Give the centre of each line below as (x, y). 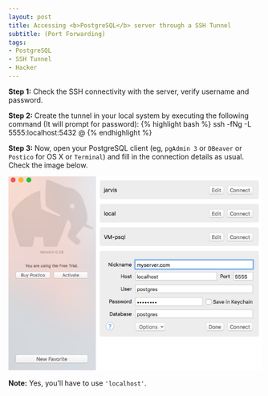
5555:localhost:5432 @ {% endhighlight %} (80, 132)
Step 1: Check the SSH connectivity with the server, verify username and (129, 91)
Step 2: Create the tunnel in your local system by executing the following (128, 115)
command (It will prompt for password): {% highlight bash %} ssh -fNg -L (130, 123)
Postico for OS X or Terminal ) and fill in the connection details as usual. (126, 156)
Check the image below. (48, 165)
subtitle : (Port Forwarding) (57, 34)
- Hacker (23, 68)
